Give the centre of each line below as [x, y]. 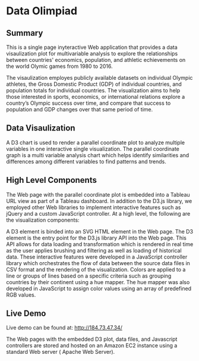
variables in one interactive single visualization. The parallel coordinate [93, 149]
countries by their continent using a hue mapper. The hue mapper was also [98, 282]
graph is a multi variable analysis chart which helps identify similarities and [98, 155]
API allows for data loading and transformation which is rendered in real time [100, 244]
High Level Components [51, 180]
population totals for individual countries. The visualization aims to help [93, 90]
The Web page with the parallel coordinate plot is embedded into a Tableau [98, 194]
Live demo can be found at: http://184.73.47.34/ [64, 328]
